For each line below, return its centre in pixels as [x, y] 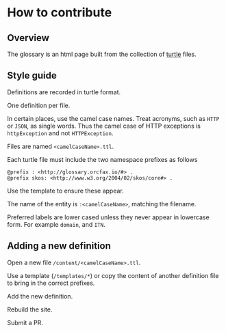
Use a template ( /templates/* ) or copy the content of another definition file [113, 275]
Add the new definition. [40, 296]
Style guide [32, 75]
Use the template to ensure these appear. [66, 191]
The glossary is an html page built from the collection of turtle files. [102, 54]
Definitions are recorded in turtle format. [64, 92]
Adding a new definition [59, 246]
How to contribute [60, 13]
